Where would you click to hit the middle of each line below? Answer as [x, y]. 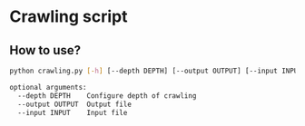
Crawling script [69, 17]
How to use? [45, 50]
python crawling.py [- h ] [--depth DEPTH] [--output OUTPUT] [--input [144, 71]
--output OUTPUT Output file [74, 104]
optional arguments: [49, 87]
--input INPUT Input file [73, 112]
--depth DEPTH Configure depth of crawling [107, 96]
